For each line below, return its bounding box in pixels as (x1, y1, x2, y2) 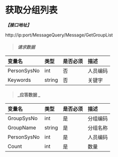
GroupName (7, 124, 36, 131)
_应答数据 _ (17, 92, 41, 98)
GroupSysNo (7, 115, 38, 122)
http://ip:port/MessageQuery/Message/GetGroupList (5, 32, 113, 38)
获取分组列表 (5, 4, 58, 16)
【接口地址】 (5, 22, 31, 28)
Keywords (7, 77, 31, 84)
